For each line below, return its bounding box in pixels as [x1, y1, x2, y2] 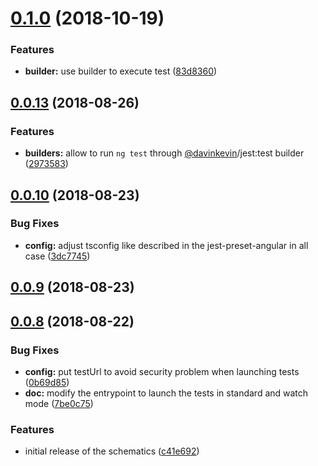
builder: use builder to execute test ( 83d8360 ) [24, 65, 218, 77]
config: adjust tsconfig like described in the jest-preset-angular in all [24, 239, 309, 251]
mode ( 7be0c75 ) [24, 397, 94, 409]
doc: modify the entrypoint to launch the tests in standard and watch [24, 387, 309, 399]
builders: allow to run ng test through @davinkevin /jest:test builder [24, 147, 305, 159]
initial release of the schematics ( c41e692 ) [24, 445, 200, 457]
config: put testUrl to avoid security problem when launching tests [24, 365, 300, 377]
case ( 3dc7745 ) [24, 250, 91, 262]
